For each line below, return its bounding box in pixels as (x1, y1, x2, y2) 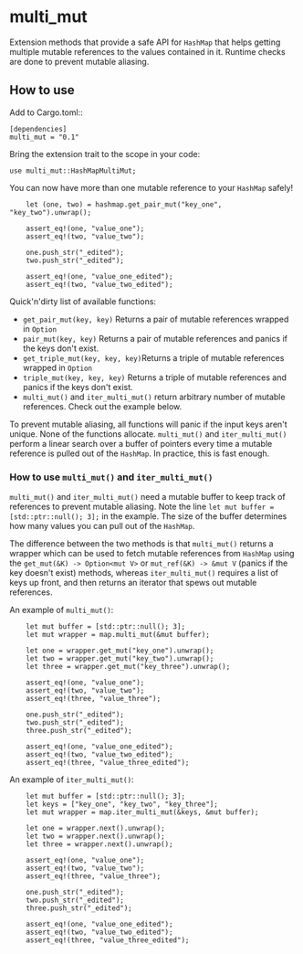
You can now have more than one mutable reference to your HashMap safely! (9, 182, 294, 193)
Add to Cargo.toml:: (9, 107, 84, 118)
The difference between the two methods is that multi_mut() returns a (9, 538, 274, 549)
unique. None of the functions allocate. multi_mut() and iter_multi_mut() (9, 428, 287, 440)
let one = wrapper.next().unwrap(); (26, 824, 166, 833)
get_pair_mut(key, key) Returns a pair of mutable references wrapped (22, 313, 289, 324)
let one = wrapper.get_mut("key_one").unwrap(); (26, 646, 214, 655)
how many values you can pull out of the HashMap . (9, 521, 195, 532)
